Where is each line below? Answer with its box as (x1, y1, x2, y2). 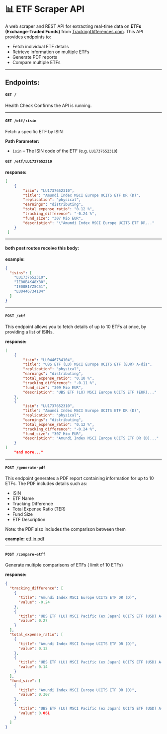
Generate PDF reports (12, 54, 58, 60)
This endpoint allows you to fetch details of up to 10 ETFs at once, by (5, 324, 147, 329)
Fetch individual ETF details (12, 43, 69, 49)
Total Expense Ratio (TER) (12, 506, 66, 512)
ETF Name (12, 495, 34, 501)
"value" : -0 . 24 (18, 599, 50, 605)
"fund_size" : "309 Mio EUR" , (23, 385, 83, 390)
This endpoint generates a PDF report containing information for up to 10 (5, 475, 154, 482)
